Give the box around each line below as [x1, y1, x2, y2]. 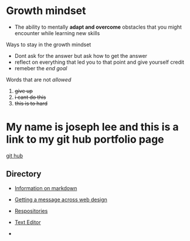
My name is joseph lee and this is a [6, 120, 179, 134]
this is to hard [14, 99, 48, 106]
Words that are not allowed [6, 76, 72, 83]
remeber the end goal [14, 64, 67, 71]
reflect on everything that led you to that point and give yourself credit [14, 58, 185, 66]
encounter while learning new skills [14, 29, 100, 36]
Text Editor [14, 218, 41, 226]
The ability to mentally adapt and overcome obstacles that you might [14, 23, 182, 30]
